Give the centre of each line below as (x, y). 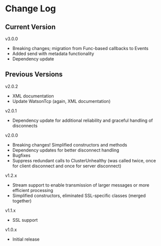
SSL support (25, 220)
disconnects (25, 125)
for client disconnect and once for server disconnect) (67, 166)
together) (22, 200)
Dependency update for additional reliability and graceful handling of (82, 120)
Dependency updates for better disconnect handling (66, 150)
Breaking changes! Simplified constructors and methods (70, 145)
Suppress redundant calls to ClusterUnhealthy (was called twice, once (84, 160)
